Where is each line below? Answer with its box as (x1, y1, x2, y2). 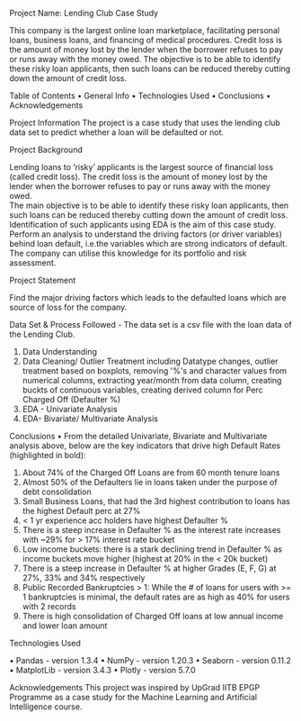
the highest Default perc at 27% (22, 506, 141, 516)
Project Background (9, 144, 83, 155)
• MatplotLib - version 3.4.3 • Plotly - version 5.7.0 (9, 665, 196, 675)
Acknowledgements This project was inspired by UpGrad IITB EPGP (9, 682, 261, 692)
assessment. (9, 257, 57, 268)
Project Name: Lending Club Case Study (9, 8, 159, 18)
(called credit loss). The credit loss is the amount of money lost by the (9, 171, 268, 182)
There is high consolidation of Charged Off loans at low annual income (22, 611, 284, 621)
